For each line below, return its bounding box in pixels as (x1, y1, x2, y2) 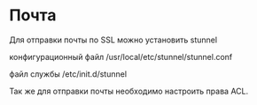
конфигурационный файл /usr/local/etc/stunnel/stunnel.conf (9, 51, 233, 62)
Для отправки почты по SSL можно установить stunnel (9, 34, 218, 45)
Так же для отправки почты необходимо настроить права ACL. (9, 86, 249, 96)
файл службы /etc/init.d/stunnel (9, 68, 127, 79)
